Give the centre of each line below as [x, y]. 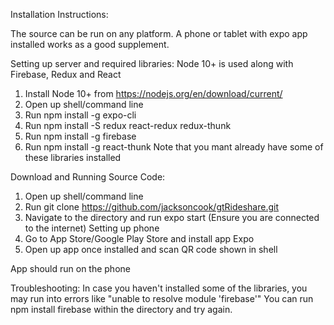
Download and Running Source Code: [88, 177]
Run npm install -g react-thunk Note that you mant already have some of [174, 147]
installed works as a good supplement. [90, 44]
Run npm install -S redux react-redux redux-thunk [128, 125]
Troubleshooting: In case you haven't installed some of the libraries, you [159, 288]
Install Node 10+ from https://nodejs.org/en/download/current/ [153, 93]
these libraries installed [73, 157]
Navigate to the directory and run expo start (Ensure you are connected [172, 217]
